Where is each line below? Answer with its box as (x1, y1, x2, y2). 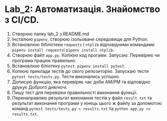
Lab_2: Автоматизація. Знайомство (4, 4, 160, 15)
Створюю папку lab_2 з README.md (11, 31, 89, 37)
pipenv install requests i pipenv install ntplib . (11, 47, 114, 53)
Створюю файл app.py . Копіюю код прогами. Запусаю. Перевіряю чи (11, 52, 160, 58)
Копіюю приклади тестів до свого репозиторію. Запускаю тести (11, 68, 149, 74)
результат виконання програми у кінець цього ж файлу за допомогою (11, 100, 162, 106)
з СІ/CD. (4, 14, 39, 26)
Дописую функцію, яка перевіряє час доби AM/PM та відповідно (11, 79, 150, 85)
